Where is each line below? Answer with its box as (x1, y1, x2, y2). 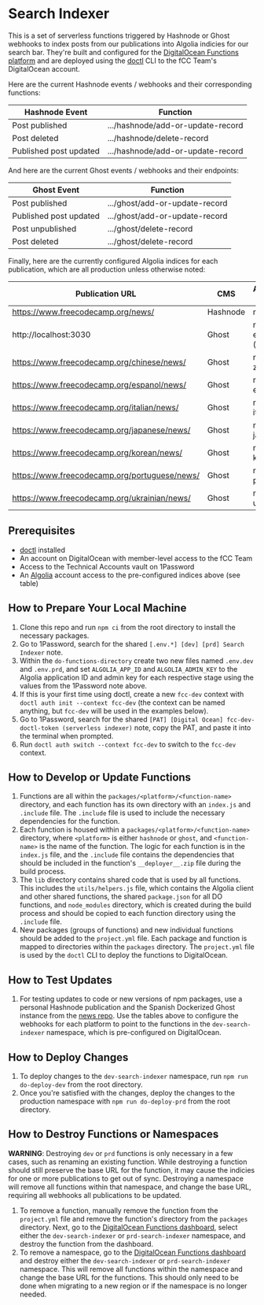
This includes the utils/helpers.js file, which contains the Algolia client (19, 884, 254, 893)
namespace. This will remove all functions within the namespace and (19, 1264, 244, 1273)
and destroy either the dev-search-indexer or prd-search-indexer (19, 1255, 231, 1265)
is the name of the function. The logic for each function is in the (38, 842, 246, 851)
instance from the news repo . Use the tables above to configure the (19, 1011, 239, 1021)
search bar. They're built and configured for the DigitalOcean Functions (8, 47, 240, 57)
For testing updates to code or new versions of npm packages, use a (19, 994, 243, 1004)
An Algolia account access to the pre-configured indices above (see (19, 570, 241, 580)
